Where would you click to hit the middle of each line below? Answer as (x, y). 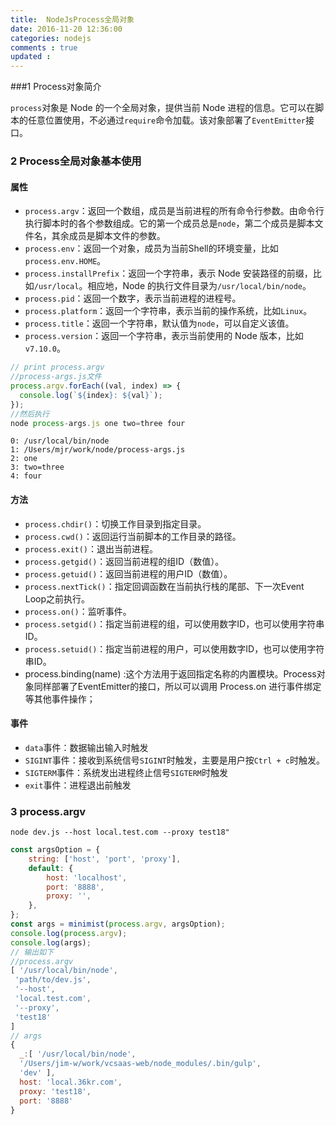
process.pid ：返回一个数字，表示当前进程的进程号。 (133, 298)
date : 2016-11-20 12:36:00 (66, 29)
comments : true (44, 47)
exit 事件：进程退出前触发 (78, 785)
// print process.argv (57, 367)
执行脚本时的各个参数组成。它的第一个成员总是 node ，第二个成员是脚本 (169, 223)
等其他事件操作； (60, 698)
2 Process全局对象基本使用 (76, 161)
